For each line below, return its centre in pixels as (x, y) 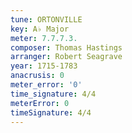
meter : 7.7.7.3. (44, 38)
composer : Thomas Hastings (66, 47)
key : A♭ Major (40, 29)
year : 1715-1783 (44, 66)
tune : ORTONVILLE (46, 19)
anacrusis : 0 (37, 76)
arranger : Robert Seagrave (66, 57)
